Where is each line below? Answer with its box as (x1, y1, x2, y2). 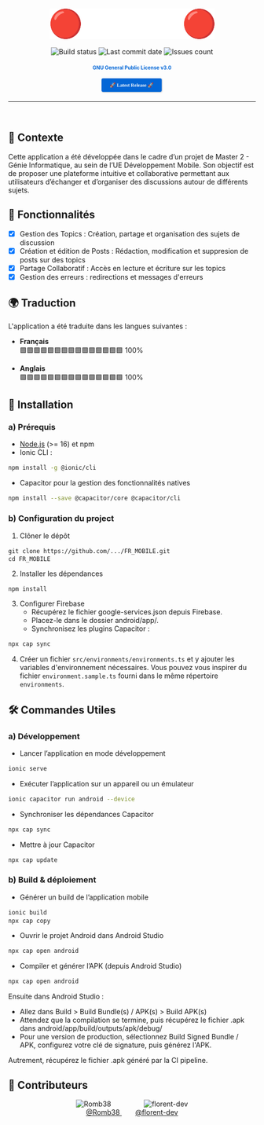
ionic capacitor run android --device (8, 795, 135, 803)
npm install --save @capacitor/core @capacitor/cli (8, 494, 181, 503)
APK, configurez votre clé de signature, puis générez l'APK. (19, 1040, 212, 1050)
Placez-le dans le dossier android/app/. (31, 616, 159, 625)
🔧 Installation (8, 398, 74, 412)
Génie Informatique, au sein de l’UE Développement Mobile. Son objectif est (8, 160, 254, 170)
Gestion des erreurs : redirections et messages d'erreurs (19, 272, 203, 281)
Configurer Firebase (19, 599, 85, 609)
